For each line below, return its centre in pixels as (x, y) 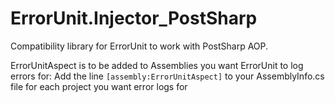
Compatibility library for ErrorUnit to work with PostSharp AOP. (139, 46)
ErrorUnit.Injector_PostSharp (134, 18)
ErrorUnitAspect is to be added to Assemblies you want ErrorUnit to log (157, 65)
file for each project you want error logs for (99, 86)
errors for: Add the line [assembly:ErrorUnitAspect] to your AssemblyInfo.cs (167, 76)
